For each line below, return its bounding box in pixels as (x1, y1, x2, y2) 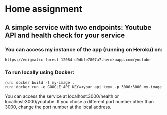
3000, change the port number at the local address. (5, 104, 112, 110)
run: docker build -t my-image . (5, 80, 75, 85)
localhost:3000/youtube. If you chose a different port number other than (5, 99, 154, 105)
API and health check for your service (5, 31, 125, 39)
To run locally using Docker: (5, 69, 75, 76)
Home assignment (5, 3, 83, 15)
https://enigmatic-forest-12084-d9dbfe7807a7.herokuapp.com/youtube (5, 57, 151, 62)
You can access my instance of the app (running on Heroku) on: (5, 46, 163, 53)
